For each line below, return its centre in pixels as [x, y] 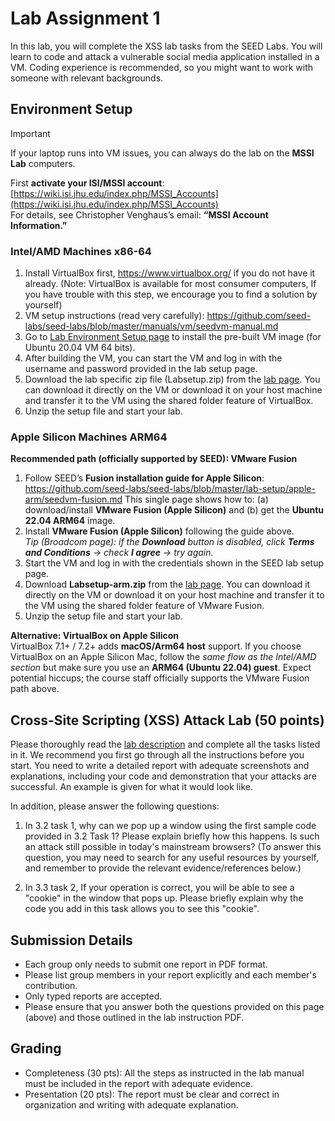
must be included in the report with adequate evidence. [139, 1083]
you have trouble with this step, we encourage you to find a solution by [171, 294]
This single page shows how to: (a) [196, 499]
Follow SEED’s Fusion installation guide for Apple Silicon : [144, 478]
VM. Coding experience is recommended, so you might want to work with [162, 67]
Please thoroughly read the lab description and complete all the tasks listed [165, 744]
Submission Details [71, 940]
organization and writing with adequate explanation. [131, 1104]
